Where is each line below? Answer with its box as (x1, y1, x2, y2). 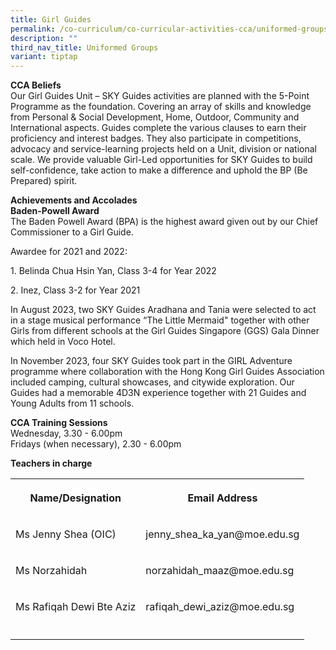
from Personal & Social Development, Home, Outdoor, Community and (10, 111, 300, 123)
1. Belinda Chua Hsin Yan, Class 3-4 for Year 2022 (10, 265, 217, 277)
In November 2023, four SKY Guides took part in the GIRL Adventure (10, 355, 293, 367)
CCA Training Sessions (10, 417, 108, 429)
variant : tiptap (10, 52, 78, 62)
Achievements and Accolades (10, 194, 138, 206)
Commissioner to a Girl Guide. (10, 226, 134, 238)
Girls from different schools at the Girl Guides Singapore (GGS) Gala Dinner (10, 325, 320, 337)
